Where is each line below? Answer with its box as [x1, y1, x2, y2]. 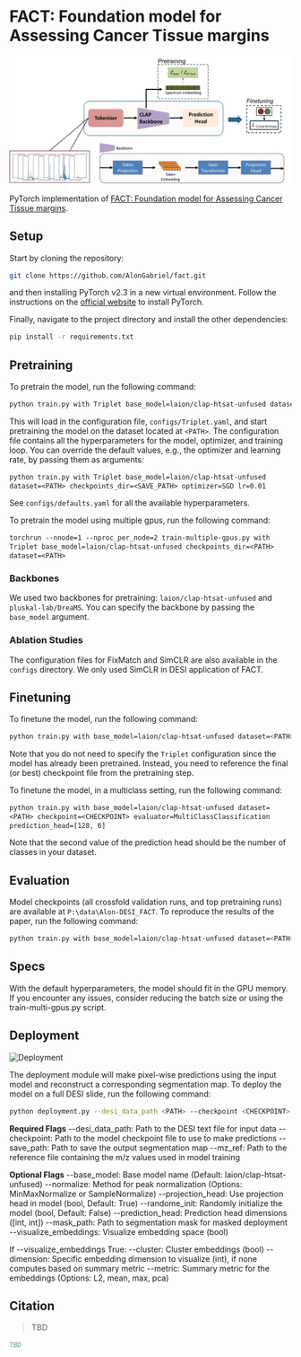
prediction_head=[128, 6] [9, 822, 106, 831]
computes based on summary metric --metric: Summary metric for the [9, 1263, 271, 1273]
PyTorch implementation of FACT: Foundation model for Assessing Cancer [9, 193, 283, 204]
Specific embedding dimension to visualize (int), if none [52, 1253, 258, 1264]
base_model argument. [9, 612, 90, 622]
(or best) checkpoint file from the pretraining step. [9, 768, 194, 779]
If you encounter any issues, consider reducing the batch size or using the [9, 992, 284, 1003]
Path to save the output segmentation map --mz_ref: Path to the [51, 1142, 288, 1153]
